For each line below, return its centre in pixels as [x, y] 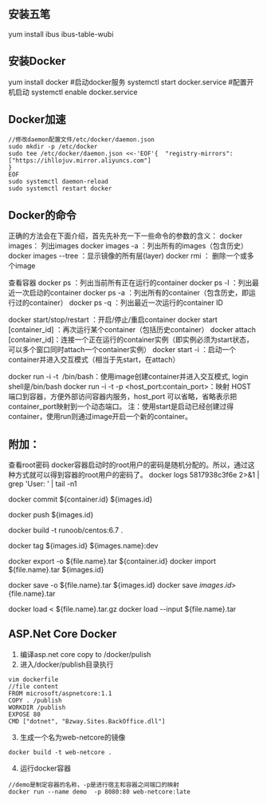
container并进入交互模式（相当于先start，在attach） [94, 360]
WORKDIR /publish [37, 707]
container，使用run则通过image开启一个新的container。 [100, 417]
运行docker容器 [45, 768]
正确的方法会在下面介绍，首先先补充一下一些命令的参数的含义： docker [126, 236]
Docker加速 [37, 119]
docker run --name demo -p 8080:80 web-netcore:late [100, 792]
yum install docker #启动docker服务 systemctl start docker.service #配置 [128, 81]
